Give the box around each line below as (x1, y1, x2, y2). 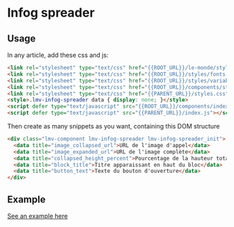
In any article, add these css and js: (7, 51, 109, 59)
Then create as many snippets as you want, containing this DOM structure (7, 122, 220, 130)
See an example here (7, 212, 68, 220)
